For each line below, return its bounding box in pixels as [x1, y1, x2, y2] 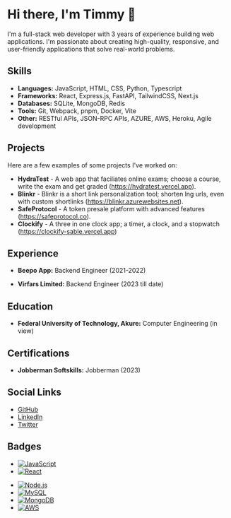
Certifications [7, 347, 70, 359]
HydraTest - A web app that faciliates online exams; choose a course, [17, 175, 221, 183]
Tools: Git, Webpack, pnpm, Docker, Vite [17, 106, 136, 115]
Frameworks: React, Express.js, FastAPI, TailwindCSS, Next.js [17, 91, 199, 100]
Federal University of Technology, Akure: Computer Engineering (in [17, 319, 218, 328]
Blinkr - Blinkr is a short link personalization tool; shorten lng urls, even [17, 189, 225, 198]
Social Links [7, 387, 62, 399]
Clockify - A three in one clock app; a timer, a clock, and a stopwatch [17, 219, 220, 228]
